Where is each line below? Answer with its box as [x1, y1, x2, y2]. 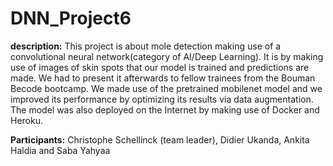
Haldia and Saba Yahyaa [10, 144, 111, 156]
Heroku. [10, 114, 43, 126]
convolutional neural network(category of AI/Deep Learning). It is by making [10, 50, 324, 62]
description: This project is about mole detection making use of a [10, 40, 282, 52]
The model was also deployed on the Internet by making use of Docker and [10, 103, 320, 116]
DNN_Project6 [10, 7, 132, 30]
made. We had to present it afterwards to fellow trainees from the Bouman [10, 72, 316, 84]
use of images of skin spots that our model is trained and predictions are [10, 61, 310, 73]
